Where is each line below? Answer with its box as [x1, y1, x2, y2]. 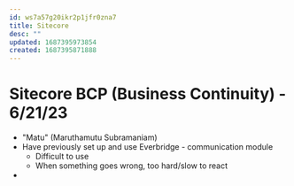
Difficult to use [35, 151, 89, 162]
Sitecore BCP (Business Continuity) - [9, 84, 286, 105]
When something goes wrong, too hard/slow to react [35, 160, 228, 171]
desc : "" [9, 29, 42, 38]
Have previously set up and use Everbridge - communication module [21, 142, 274, 152]
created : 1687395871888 [9, 46, 97, 55]
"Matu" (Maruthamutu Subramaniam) [21, 132, 158, 143]
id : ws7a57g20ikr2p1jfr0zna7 [9, 12, 117, 22]
